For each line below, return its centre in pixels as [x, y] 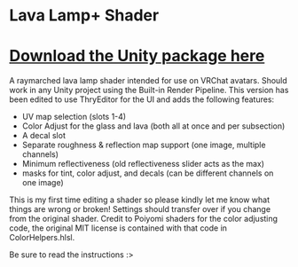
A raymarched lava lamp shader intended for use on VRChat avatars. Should [149, 81]
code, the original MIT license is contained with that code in [118, 228]
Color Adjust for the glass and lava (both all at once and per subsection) [153, 126]
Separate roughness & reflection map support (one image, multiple [144, 145]
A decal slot [44, 136]
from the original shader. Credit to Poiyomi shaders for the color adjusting [143, 219]
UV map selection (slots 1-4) [74, 117]
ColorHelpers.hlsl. [42, 238]
